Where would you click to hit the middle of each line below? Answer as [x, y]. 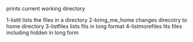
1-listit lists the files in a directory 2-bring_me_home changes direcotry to [97, 20]
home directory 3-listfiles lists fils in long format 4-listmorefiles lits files [94, 26]
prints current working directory [46, 9]
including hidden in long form [43, 33]
